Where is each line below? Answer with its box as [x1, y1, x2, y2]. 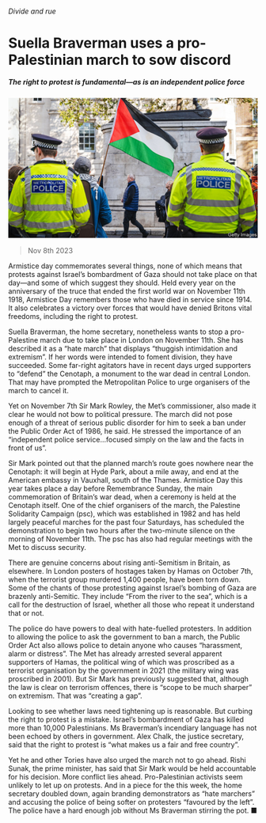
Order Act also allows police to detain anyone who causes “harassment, [8, 641, 243, 650]
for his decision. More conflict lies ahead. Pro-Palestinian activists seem [8, 772, 243, 782]
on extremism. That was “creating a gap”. [8, 691, 142, 700]
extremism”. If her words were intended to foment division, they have [8, 352, 233, 362]
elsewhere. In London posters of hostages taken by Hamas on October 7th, [8, 567, 253, 576]
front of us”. [8, 443, 47, 453]
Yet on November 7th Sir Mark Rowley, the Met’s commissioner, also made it [8, 401, 256, 411]
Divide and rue [8, 6, 57, 16]
